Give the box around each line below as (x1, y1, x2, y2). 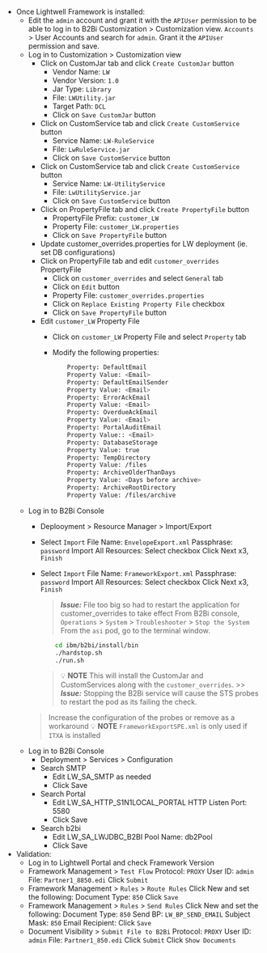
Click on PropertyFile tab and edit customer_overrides (40, 256, 220, 265)
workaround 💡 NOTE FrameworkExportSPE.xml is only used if (48, 722, 248, 731)
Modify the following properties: (52, 348, 159, 357)
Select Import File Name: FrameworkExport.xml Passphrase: (40, 568, 237, 578)
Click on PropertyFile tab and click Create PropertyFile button (40, 205, 249, 214)
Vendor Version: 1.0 (52, 76, 120, 85)
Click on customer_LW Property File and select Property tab (52, 332, 247, 341)
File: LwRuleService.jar (52, 145, 131, 154)
